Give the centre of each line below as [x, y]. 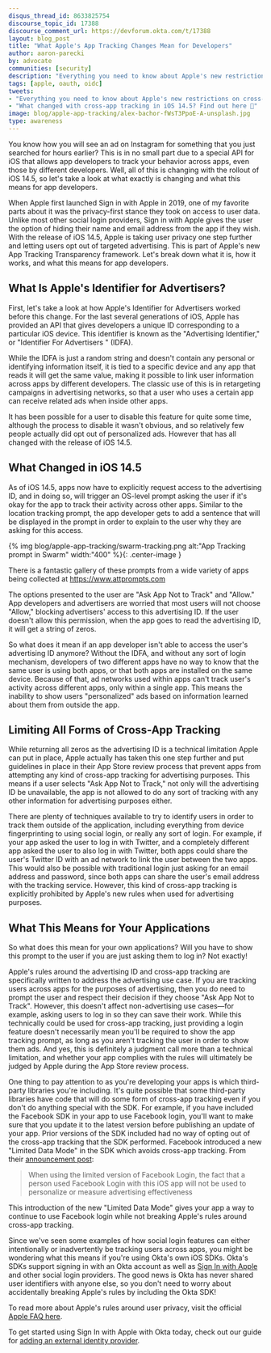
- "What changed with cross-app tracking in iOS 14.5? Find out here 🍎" [133, 106]
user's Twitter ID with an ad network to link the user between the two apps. [133, 860]
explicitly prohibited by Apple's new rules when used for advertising [121, 894]
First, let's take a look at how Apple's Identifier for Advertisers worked [124, 307]
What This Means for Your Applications [109, 928]
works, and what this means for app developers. [89, 263]
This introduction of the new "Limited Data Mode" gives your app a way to [131, 1208]
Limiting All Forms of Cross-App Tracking [115, 730]
